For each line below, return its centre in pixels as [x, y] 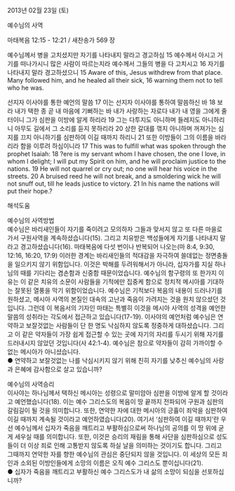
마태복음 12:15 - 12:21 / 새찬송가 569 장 [61, 40]
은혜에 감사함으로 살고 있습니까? [59, 369]
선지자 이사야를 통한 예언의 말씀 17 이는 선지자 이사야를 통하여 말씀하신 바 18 [112, 102]
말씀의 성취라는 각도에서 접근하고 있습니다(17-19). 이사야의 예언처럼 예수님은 [112, 317]
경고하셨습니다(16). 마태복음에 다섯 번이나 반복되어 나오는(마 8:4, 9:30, [117, 247]
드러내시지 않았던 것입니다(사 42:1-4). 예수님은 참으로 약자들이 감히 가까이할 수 [115, 343]
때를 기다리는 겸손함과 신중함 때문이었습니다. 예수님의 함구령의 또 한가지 [119, 273]
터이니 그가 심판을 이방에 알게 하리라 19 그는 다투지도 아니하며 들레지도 [104, 120]
